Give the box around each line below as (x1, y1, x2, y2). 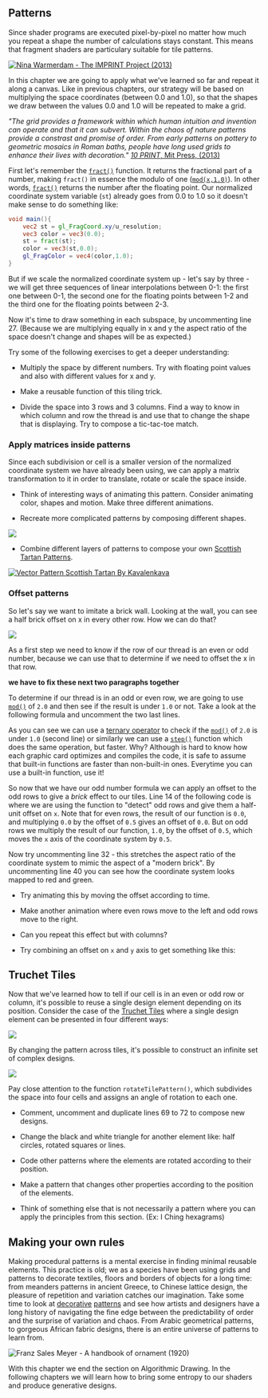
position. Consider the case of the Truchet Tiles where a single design (8, 1006, 239, 1016)
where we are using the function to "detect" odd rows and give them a (8, 800, 239, 809)
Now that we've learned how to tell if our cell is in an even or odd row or (8, 989, 245, 999)
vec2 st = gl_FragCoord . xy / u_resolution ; (22, 223, 162, 231)
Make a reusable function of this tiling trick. (19, 386, 163, 396)
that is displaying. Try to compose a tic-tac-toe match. (19, 419, 199, 428)
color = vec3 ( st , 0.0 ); (22, 245, 98, 253)
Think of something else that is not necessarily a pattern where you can (19, 1204, 256, 1214)
